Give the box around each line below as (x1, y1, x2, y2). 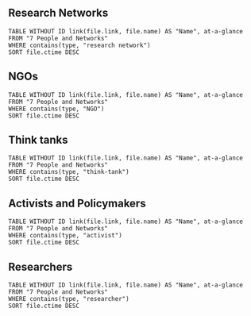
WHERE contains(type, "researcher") (8, 295, 129, 303)
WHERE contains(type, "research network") (8, 41, 151, 49)
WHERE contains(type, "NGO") (8, 105, 105, 113)
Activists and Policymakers (8, 196, 146, 210)
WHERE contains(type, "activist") (8, 232, 123, 240)
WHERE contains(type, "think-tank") (8, 168, 129, 176)
